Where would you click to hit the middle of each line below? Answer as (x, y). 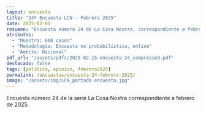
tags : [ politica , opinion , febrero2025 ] (59, 69)
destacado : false (29, 63)
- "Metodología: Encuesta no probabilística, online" (82, 47)
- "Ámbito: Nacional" (40, 52)
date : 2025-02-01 (29, 23)
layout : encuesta (29, 12)
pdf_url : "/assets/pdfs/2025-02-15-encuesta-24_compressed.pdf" (90, 58)
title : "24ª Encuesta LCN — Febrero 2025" (61, 18)
